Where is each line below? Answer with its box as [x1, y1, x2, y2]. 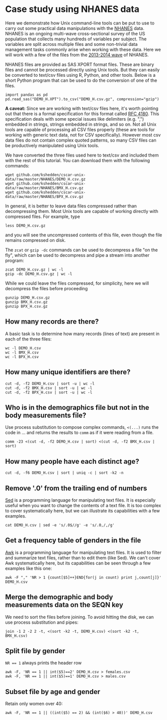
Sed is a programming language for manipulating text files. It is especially [5, 497, 156, 503]
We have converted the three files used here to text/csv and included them [5, 152, 159, 158]
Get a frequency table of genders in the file [5, 536, 141, 544]
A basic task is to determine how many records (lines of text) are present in [5, 331, 160, 337]
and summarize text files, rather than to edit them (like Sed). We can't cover [5, 554, 161, 560]
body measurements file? [5, 411, 86, 419]
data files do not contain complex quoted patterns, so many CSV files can [5, 137, 157, 143]
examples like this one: [5, 565, 52, 571]
